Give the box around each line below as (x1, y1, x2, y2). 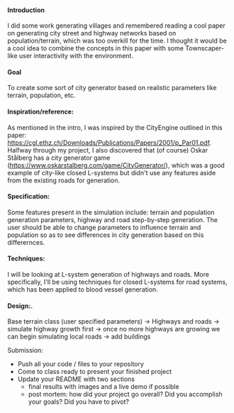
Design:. (7, 302, 33, 310)
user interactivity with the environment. (18, 52, 133, 60)
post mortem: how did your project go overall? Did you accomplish (28, 390, 223, 399)
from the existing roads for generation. (7, 176, 121, 185)
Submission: (7, 346, 44, 355)
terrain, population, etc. (7, 91, 76, 99)
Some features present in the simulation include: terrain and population (7, 208, 215, 216)
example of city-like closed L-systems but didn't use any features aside (7, 168, 216, 177)
